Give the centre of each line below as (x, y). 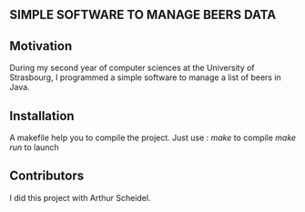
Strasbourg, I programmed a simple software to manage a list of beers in (146, 77)
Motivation (41, 46)
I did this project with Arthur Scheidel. (80, 197)
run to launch (34, 147)
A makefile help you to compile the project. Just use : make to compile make (153, 138)
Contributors (47, 176)
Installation (42, 116)
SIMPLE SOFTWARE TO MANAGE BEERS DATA (143, 15)
